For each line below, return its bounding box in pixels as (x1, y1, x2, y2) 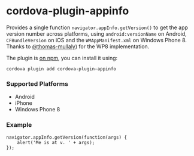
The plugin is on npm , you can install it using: (6, 54, 118, 61)
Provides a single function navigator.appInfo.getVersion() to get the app (6, 24, 189, 31)
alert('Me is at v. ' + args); (17, 139, 95, 145)
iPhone (14, 99, 33, 107)
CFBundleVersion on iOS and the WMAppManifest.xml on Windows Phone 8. (6, 36, 187, 43)
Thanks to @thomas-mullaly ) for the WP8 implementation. (6, 43, 150, 50)
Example (6, 121, 32, 129)
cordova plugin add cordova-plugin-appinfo (6, 65, 117, 72)
